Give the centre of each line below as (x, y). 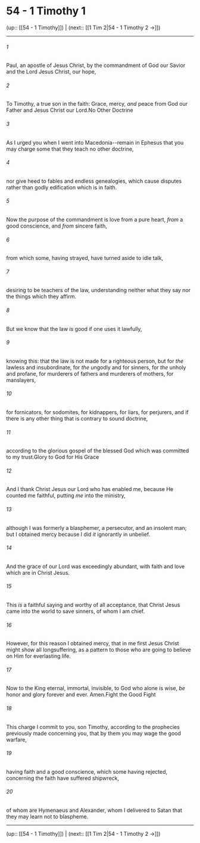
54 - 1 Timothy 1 (46, 11)
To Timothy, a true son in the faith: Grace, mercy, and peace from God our (97, 104)
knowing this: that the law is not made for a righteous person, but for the (95, 361)
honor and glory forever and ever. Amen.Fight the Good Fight (81, 695)
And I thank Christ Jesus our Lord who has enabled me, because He (90, 489)
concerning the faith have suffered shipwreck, (63, 778)
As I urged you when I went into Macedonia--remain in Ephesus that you (95, 142)
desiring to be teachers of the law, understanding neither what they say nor (99, 290)
